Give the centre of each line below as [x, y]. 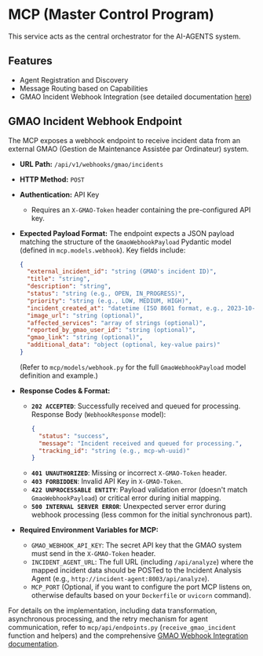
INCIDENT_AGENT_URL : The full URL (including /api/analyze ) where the [142, 562]
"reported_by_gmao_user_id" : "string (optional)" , [111, 330]
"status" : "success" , [74, 436]
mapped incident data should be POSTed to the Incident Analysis [136, 570]
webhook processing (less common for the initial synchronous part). [142, 515]
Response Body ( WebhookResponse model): [99, 414]
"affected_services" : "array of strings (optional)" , [117, 323]
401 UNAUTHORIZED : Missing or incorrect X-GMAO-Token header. [129, 473]
